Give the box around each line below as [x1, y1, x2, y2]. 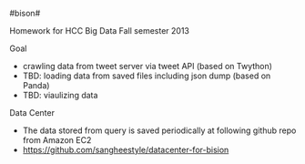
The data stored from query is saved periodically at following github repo [22, 125, 297, 136]
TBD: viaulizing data [22, 90, 98, 100]
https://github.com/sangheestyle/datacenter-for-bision [22, 145, 229, 155]
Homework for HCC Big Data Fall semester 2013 [9, 26, 189, 36]
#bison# [9, 8, 41, 18]
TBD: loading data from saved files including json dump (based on [22, 70, 271, 81]
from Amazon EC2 [22, 135, 92, 145]
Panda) [22, 80, 50, 90]
